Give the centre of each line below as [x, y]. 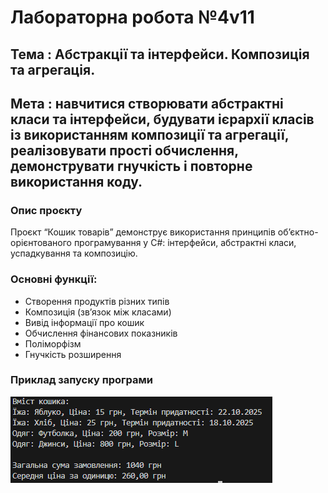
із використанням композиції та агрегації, [150, 134]
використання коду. [76, 181]
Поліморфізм [53, 343]
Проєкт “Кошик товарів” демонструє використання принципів [143, 232]
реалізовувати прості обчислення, [124, 150]
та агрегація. [53, 69]
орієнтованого [41, 243]
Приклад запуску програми [81, 380]
